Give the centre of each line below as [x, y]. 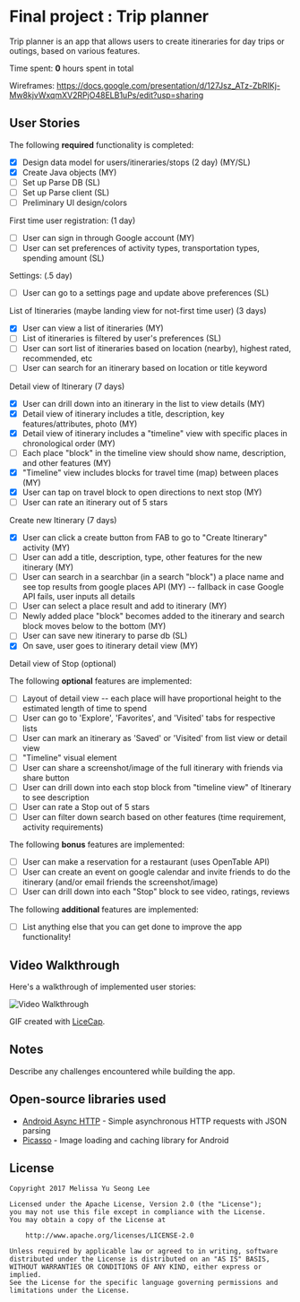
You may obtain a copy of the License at [88, 1220]
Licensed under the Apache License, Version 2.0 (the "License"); [136, 1204]
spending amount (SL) [63, 258]
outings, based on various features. [75, 50]
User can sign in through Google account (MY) [108, 238]
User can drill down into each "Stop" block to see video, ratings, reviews [156, 892]
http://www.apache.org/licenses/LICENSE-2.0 [110, 1236]
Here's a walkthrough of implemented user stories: [103, 987]
